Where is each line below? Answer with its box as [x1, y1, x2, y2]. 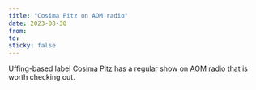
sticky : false [8, 42, 57, 50]
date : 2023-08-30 [8, 19, 67, 27]
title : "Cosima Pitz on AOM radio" [8, 11, 129, 20]
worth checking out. [8, 72, 75, 82]
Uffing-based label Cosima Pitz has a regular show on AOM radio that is [8, 63, 249, 73]
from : [8, 27, 27, 35]
